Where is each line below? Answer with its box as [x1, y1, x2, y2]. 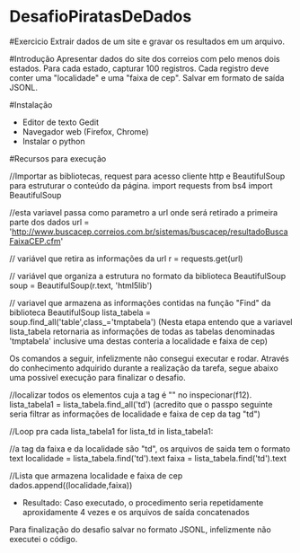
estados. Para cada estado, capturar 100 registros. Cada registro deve [9, 63, 269, 74]
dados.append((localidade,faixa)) [9, 479, 133, 490]
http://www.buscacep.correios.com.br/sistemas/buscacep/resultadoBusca [12, 226, 289, 237]
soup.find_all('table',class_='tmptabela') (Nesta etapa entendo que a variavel [9, 316, 294, 327]
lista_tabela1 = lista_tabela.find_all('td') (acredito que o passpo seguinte [9, 399, 273, 409]
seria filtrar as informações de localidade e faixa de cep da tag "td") [9, 408, 260, 419]
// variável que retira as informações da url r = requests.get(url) [9, 253, 243, 264]
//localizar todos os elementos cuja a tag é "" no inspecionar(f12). [9, 389, 252, 400]
